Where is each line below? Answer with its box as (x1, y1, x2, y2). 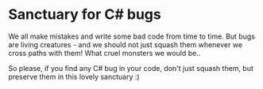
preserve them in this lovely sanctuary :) (8, 72, 141, 81)
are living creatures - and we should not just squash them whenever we (8, 39, 243, 49)
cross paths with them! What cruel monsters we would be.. (8, 48, 201, 57)
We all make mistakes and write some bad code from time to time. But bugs (8, 32, 256, 41)
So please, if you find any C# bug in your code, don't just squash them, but (8, 63, 254, 72)
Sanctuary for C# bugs (8, 6, 161, 24)
